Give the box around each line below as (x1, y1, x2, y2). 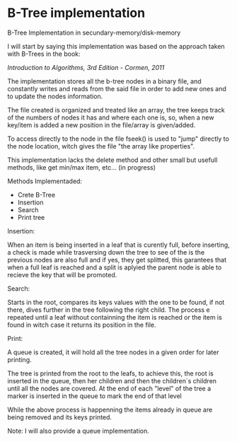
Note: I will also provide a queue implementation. (7, 426, 150, 435)
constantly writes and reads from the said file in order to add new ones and (7, 84, 226, 93)
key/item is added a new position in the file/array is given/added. (7, 120, 196, 129)
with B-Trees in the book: (7, 50, 81, 58)
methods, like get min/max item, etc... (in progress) (7, 163, 156, 171)
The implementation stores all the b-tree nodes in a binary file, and (7, 76, 202, 86)
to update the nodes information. (7, 92, 103, 100)
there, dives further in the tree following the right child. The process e (7, 306, 210, 314)
